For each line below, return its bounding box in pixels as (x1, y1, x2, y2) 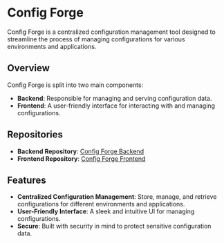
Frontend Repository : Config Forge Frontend (17, 154, 146, 163)
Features (7, 174, 46, 186)
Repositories (7, 129, 64, 141)
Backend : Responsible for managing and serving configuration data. (17, 94, 212, 102)
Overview (7, 62, 50, 74)
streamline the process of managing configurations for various (7, 35, 185, 43)
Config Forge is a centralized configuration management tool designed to (7, 28, 216, 36)
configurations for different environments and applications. (17, 200, 185, 208)
